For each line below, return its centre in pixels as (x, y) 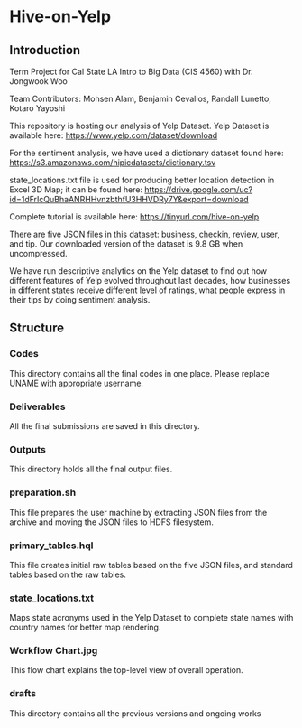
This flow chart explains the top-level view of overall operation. (126, 670)
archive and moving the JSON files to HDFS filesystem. (112, 522)
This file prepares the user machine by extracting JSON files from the (138, 512)
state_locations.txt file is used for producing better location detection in (142, 180)
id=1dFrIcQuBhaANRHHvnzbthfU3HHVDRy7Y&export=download (129, 199)
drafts (23, 694)
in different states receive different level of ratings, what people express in (147, 290)
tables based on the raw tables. (68, 574)
